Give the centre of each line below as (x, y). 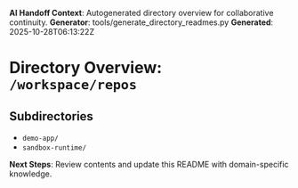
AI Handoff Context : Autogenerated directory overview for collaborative (141, 13)
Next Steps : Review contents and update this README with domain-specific (149, 164)
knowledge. (31, 174)
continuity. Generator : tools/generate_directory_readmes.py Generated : (141, 22)
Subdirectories (51, 116)
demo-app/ (40, 138)
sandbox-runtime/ (54, 148)
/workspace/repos (73, 85)
